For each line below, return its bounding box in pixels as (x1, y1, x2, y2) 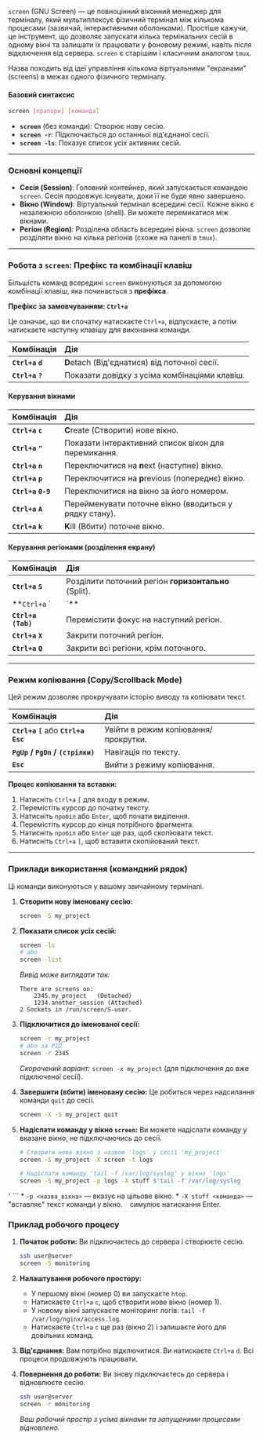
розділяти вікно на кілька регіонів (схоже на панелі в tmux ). (19, 233, 218, 243)
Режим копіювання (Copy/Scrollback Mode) (8, 674, 182, 685)
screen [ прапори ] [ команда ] (8, 108, 100, 115)
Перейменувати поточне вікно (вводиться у (64, 498, 233, 509)
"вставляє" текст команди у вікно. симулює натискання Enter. (8, 1200, 222, 1209)
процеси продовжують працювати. (19, 1354, 139, 1364)
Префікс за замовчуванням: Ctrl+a (8, 302, 128, 311)
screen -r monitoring (19, 1401, 90, 1409)
